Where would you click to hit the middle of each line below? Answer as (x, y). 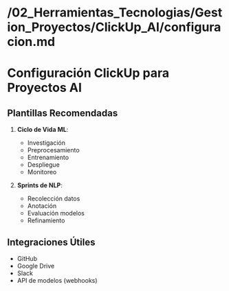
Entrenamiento (48, 158)
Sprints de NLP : (40, 185)
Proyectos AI (45, 88)
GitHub (27, 258)
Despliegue (43, 165)
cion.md (31, 42)
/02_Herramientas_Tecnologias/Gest (115, 13)
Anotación (42, 206)
